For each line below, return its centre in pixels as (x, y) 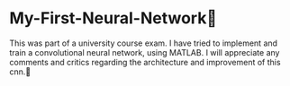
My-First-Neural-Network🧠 (113, 18)
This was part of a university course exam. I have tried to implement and (143, 43)
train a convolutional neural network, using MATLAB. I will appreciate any (145, 52)
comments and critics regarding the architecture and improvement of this (145, 62)
